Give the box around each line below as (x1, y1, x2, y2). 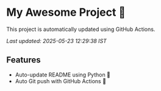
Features (6, 55, 41, 66)
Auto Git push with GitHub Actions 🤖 (15, 77, 107, 84)
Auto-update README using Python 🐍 (15, 71, 111, 78)
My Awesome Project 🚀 (6, 5, 126, 19)
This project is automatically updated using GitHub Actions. (6, 25, 156, 33)
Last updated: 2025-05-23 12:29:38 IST (6, 37, 107, 44)
